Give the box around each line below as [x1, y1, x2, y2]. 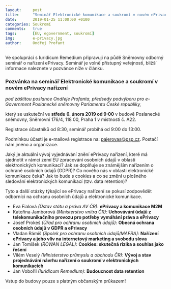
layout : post [5, 7, 42, 13]
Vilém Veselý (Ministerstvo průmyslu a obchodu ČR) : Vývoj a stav [12, 252, 152, 258]
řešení [12, 247, 27, 253]
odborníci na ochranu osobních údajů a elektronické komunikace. [5, 194, 142, 200]
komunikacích [12, 263, 44, 269]
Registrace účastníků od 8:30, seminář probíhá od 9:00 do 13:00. [5, 126, 141, 133]
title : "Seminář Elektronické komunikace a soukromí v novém [5, 12, 149, 17]
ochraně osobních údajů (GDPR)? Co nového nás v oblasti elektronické [5, 168, 154, 174]
